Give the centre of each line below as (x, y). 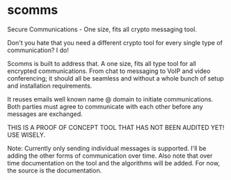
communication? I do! (38, 50)
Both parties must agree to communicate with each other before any (105, 106)
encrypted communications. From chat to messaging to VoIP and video (109, 71)
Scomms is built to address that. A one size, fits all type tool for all (102, 63)
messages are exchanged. (45, 114)
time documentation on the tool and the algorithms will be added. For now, (114, 163)
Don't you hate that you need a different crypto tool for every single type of (115, 42)
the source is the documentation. (55, 170)
